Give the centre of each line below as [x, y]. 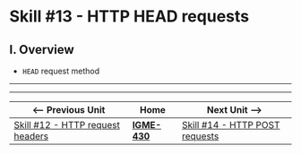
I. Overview [42, 50]
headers [31, 136]
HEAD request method [61, 71]
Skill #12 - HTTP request [67, 125]
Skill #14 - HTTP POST [231, 125]
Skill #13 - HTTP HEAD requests [129, 17]
